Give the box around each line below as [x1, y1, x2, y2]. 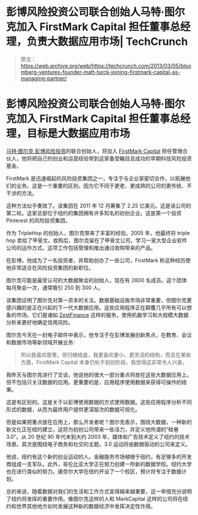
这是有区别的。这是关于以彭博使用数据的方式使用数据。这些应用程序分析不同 [6, 398, 192, 405]
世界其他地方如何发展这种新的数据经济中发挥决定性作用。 [16, 503, 156, 510]
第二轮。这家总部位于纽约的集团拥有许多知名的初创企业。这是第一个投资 [6, 209, 181, 216]
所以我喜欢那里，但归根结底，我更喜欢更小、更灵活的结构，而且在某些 [20, 351, 192, 358]
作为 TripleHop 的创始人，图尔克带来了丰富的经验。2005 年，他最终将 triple [6, 229, 190, 236]
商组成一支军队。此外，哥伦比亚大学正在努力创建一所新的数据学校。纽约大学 [6, 460, 192, 467]
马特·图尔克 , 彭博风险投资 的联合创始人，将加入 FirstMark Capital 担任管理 [6, 147, 183, 154]
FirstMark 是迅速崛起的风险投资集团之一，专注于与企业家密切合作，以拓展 [6, 175, 186, 182]
